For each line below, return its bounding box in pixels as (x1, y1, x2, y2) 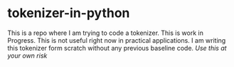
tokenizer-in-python (7, 5, 130, 21)
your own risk (7, 51, 48, 60)
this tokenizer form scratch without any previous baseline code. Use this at (7, 43, 227, 52)
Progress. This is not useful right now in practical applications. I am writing (7, 36, 226, 44)
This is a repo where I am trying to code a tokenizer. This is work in (7, 29, 204, 37)
